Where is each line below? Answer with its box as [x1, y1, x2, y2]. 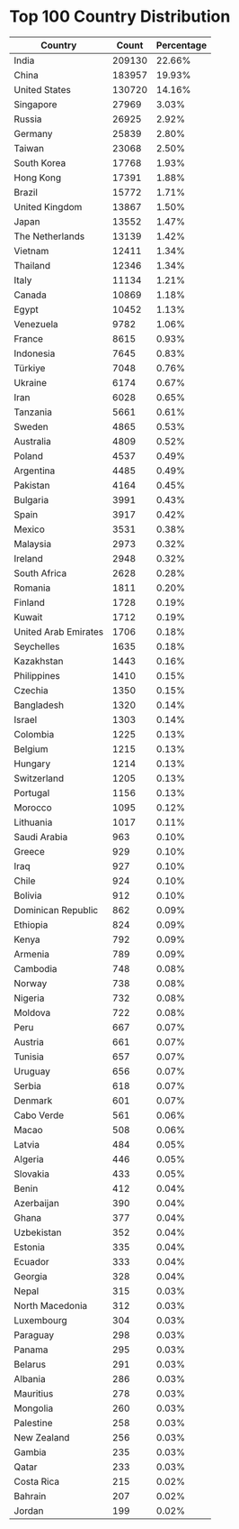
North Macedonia [13, 1299, 88, 1312]
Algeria [13, 1152, 45, 1165]
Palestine [13, 1416, 53, 1429]
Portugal [13, 786, 50, 799]
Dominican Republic [13, 903, 99, 916]
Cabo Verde [13, 1109, 65, 1122]
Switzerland [13, 772, 65, 784]
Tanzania [13, 406, 52, 418]
